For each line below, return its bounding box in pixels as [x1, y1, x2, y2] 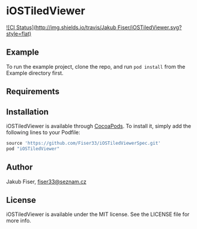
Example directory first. [6, 69, 64, 77]
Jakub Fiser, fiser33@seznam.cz [6, 178, 87, 185]
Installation [6, 107, 49, 117]
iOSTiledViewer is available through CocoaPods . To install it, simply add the [6, 122, 192, 129]
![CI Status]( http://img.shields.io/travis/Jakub [6, 24, 117, 31]
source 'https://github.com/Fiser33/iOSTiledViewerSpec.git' [6, 140, 161, 146]
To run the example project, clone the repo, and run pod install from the [6, 63, 186, 70]
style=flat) [6, 30, 32, 37]
